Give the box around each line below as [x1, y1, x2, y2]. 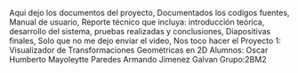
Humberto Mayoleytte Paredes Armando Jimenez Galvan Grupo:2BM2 [9, 55, 267, 64]
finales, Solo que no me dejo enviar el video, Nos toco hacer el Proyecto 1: [9, 35, 282, 46]
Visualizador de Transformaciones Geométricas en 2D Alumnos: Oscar [9, 45, 269, 55]
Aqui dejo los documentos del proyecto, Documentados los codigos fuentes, [9, 8, 290, 18]
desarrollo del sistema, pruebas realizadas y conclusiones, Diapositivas [9, 26, 271, 36]
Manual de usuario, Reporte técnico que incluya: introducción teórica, [9, 17, 265, 27]
